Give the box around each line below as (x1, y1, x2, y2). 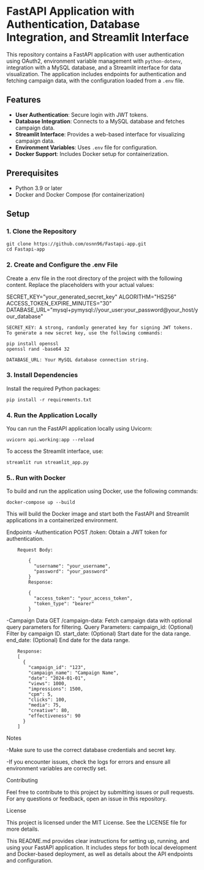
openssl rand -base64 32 (6, 346, 70, 352)
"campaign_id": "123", (28, 665, 86, 671)
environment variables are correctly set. (6, 765, 107, 772)
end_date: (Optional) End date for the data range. (6, 637, 130, 644)
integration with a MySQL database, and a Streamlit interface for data (6, 63, 181, 71)
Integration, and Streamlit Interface (6, 31, 189, 44)
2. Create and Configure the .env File (6, 261, 118, 269)
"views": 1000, (28, 681, 67, 687)
